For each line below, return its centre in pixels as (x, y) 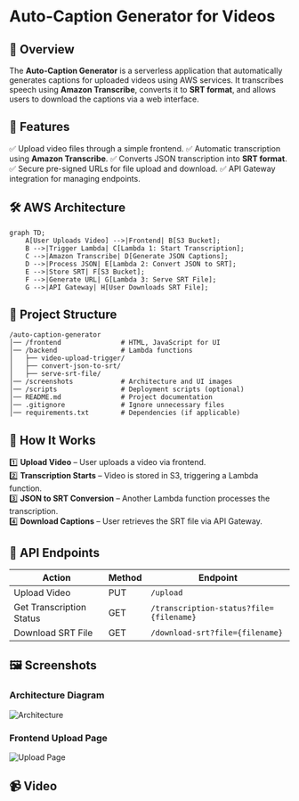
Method (125, 578)
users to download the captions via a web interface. (104, 99)
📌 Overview (42, 49)
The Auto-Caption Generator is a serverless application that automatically (146, 70)
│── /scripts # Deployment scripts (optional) (127, 389)
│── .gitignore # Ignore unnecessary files (117, 405)
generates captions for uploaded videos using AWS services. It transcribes (146, 80)
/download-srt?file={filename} (217, 633)
